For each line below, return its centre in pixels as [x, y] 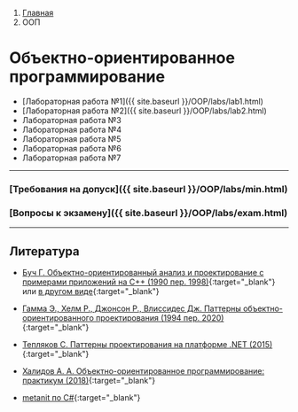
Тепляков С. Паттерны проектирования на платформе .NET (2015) [147, 344]
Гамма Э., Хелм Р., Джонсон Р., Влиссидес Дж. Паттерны [132, 308]
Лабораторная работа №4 [72, 129]
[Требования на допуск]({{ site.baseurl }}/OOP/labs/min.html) [149, 189]
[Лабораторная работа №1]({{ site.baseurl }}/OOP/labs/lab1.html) [143, 101]
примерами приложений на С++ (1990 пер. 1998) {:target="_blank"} [149, 282]
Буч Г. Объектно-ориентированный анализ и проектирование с [143, 272]
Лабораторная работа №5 [71, 139]
